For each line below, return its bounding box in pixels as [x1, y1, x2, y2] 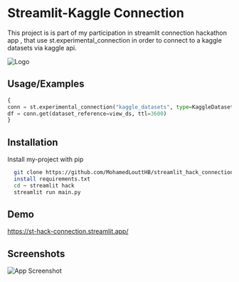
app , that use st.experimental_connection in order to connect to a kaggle [7, 36, 222, 44]
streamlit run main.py [14, 188, 81, 196]
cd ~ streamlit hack [14, 182, 75, 189]
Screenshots [7, 247, 65, 260]
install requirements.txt [14, 175, 91, 183]
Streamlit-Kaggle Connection [7, 5, 185, 21]
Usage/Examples [7, 78, 85, 90]
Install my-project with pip [7, 155, 84, 164]
